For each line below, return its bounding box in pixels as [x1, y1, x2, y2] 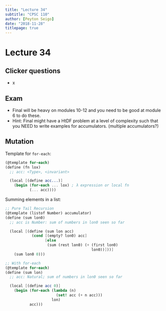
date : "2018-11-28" [5, 21, 45, 26]
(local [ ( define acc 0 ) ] [9, 283, 61, 289]
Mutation [5, 137, 34, 146]
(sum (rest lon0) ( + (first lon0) [47, 243, 119, 248]
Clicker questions [5, 66, 61, 75]
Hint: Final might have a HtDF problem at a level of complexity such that [12, 117, 159, 124]
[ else [44, 238, 56, 243]
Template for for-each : [5, 151, 51, 156]
